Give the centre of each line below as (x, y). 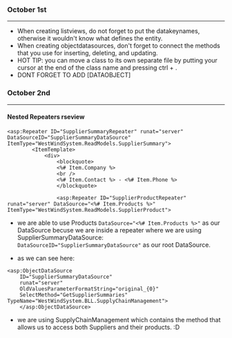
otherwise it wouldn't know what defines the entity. (90, 39)
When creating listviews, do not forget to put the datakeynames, (108, 31)
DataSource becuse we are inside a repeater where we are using (109, 230)
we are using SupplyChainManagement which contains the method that (119, 319)
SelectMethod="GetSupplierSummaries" (74, 295)
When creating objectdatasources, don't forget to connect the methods (119, 46)
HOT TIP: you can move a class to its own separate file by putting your (117, 61)
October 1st (27, 10)
